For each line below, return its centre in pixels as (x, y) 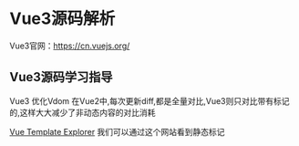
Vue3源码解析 (62, 19)
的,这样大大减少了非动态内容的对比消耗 (83, 112)
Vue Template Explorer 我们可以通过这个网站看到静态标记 (117, 131)
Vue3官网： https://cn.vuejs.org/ (70, 46)
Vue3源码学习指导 (61, 77)
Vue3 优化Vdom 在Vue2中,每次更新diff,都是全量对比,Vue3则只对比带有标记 (149, 100)
